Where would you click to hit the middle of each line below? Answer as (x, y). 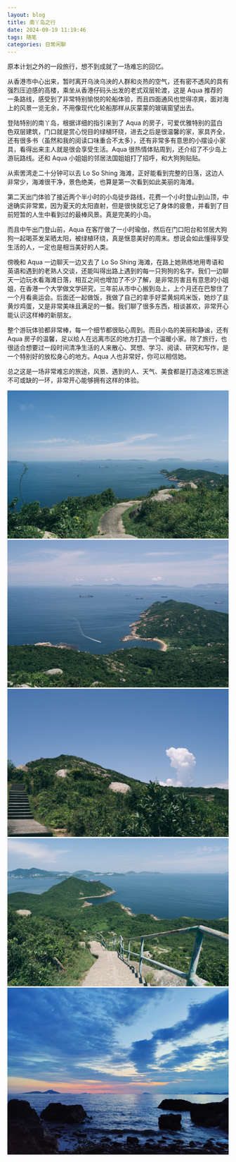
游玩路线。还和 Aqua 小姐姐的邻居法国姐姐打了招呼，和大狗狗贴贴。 (106, 158)
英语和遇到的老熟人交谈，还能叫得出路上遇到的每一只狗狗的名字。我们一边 (115, 271)
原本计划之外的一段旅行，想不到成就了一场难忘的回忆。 (87, 66)
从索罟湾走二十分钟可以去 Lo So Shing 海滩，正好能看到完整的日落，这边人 (116, 173)
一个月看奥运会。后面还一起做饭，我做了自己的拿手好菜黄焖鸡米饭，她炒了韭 (118, 298)
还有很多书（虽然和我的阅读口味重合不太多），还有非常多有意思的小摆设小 (113, 140)
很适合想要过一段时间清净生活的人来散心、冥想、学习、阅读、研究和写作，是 (118, 348)
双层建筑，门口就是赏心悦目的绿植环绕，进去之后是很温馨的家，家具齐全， (121, 132)
